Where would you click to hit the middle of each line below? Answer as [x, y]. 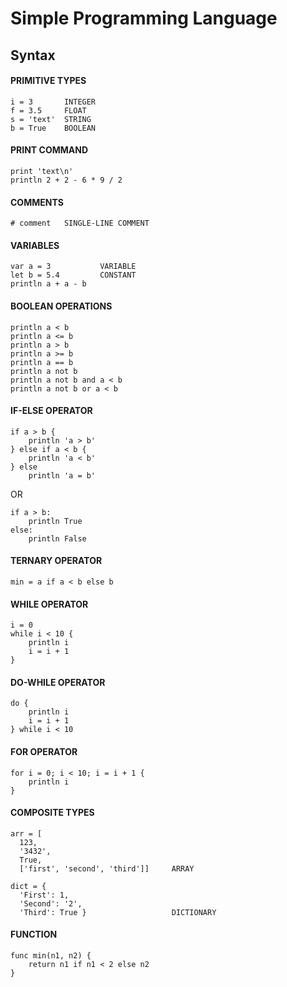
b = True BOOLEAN [53, 128]
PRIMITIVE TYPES [48, 81]
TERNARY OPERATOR [56, 561]
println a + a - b [48, 284]
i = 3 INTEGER [53, 102]
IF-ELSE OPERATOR [51, 411]
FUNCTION [34, 934]
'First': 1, [44, 895]
